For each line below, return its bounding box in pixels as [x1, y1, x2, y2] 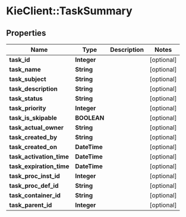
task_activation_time [9, 153, 70, 160]
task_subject [9, 75, 46, 83]
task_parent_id [9, 201, 52, 209]
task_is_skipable [9, 114, 58, 122]
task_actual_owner [9, 123, 64, 132]
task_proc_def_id [9, 182, 59, 190]
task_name [9, 66, 42, 73]
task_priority [9, 104, 46, 112]
